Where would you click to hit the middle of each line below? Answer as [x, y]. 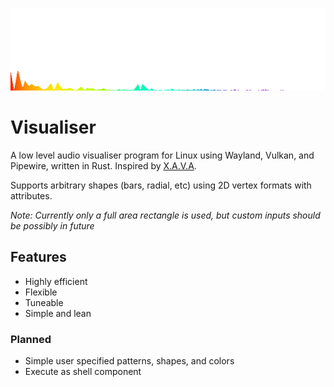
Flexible [41, 292]
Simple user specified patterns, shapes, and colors [129, 360]
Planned [31, 339]
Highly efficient [56, 281]
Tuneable [44, 302]
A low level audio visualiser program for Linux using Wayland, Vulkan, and [162, 155]
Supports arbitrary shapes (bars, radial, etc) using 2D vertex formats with [161, 185]
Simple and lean [58, 313]
